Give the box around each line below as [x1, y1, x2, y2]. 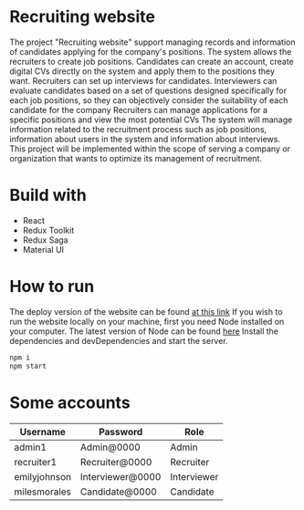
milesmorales [14, 485, 71, 498]
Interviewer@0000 [80, 470, 162, 483]
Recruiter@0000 [80, 455, 152, 468]
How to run [9, 276, 95, 297]
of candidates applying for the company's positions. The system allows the [9, 46, 292, 57]
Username [19, 425, 67, 438]
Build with [9, 185, 87, 206]
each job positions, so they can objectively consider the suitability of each [9, 94, 288, 106]
